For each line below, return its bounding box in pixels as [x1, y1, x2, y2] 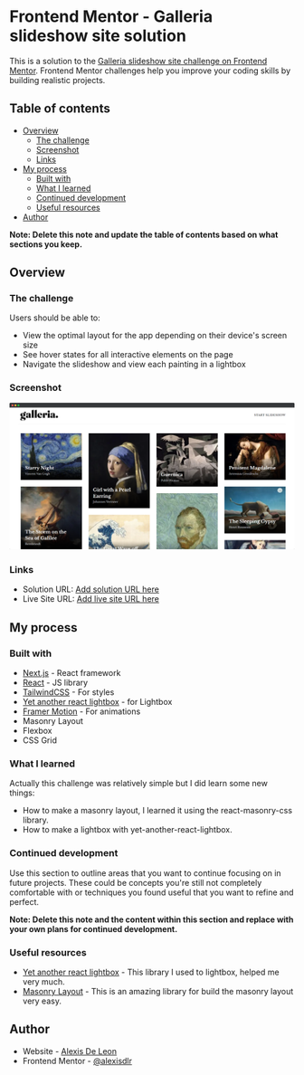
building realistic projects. [9, 74, 106, 85]
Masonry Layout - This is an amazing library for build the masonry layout [22, 985, 294, 996]
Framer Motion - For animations [22, 706, 141, 717]
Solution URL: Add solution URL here [22, 584, 160, 595]
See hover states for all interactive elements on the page [22, 349, 233, 360]
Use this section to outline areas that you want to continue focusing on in [9, 867, 282, 879]
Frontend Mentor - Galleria [9, 6, 214, 27]
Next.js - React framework [22, 668, 121, 679]
